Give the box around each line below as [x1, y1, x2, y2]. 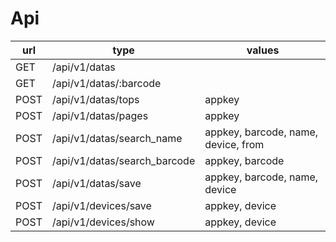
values [246, 43, 280, 57]
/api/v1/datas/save [51, 176, 142, 190]
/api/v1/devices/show [51, 215, 155, 229]
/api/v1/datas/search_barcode [51, 153, 196, 167]
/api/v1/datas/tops [51, 92, 140, 106]
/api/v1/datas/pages [51, 108, 149, 122]
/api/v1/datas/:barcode [51, 76, 162, 90]
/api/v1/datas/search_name [51, 131, 183, 145]
